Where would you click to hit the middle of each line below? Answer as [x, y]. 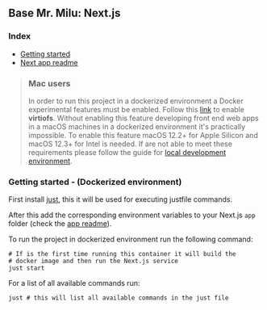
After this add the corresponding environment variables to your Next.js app [132, 215]
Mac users [49, 83]
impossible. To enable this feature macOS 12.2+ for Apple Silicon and [143, 135]
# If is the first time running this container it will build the [122, 254]
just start [27, 268]
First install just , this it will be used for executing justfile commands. [120, 199]
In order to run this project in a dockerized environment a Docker [136, 101]
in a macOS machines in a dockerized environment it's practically [137, 126]
